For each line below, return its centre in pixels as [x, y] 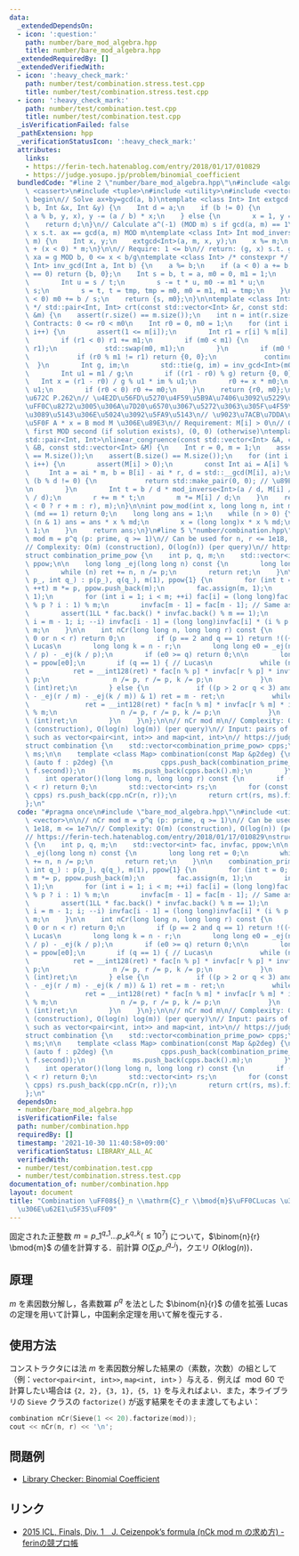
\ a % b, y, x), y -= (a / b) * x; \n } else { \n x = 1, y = [159, 216]
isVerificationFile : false [67, 1118]
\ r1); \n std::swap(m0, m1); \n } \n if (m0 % [159, 348]
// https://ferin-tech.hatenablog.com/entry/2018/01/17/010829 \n [149, 837]
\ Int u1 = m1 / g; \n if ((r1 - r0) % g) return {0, [153, 373]
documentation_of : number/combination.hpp [89, 1185]
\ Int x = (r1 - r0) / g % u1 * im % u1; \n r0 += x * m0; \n [157, 382]
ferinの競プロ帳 [50, 1543]
